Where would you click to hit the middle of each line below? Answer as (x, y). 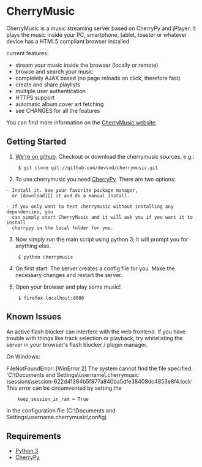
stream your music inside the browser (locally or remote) (87, 65)
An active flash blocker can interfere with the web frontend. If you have (96, 332)
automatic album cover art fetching (59, 104)
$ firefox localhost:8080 (51, 298)
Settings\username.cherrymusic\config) (57, 417)
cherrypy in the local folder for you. (63, 228)
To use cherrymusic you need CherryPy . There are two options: (95, 179)
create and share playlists (48, 85)
